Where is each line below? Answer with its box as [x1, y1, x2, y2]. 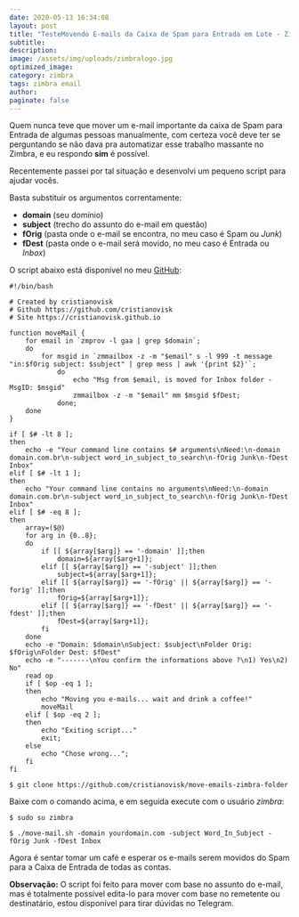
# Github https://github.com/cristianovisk [9, 305, 174, 314]
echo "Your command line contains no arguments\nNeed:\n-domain [25, 484, 269, 494]
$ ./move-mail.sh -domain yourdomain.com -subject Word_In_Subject [9, 829, 265, 838]
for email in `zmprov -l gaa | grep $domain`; [25, 337, 201, 345]
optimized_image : [9, 63, 74, 72]
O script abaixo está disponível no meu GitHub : [9, 264, 182, 276]
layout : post [9, 21, 58, 30]
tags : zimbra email [9, 79, 82, 88]
